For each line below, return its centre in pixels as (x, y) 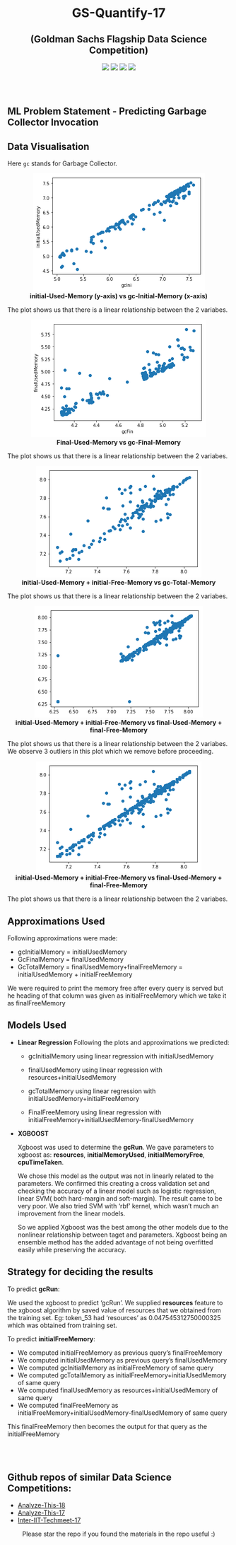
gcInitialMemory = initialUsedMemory (72, 952)
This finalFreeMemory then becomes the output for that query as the (107, 1426)
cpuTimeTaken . (41, 1162)
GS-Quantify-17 (119, 13)
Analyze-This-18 (41, 1505)
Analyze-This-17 (41, 1513)
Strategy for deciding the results (81, 1272)
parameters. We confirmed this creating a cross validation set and (113, 1183)
